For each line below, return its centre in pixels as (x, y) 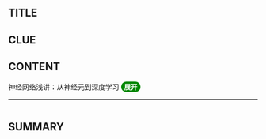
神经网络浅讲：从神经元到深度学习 (64, 87)
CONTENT (34, 67)
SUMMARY (36, 127)
